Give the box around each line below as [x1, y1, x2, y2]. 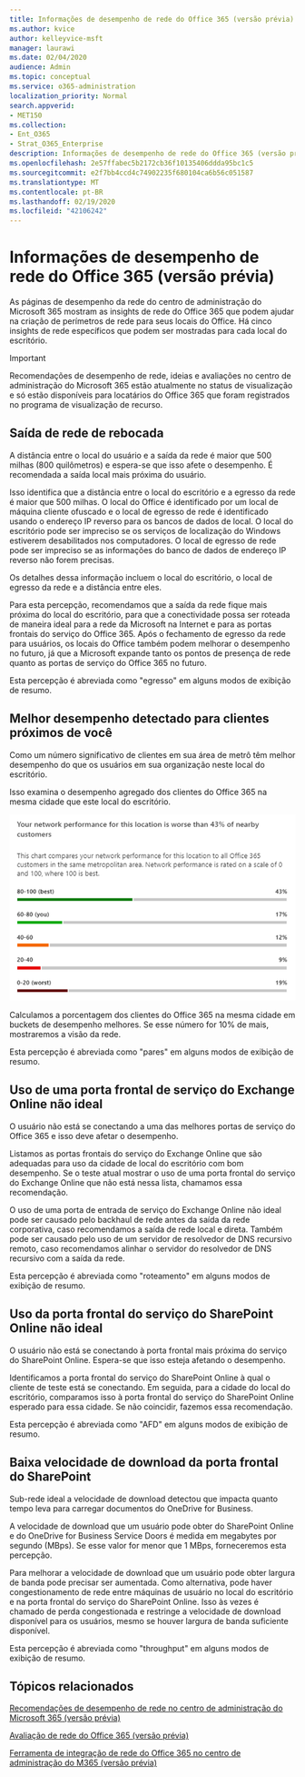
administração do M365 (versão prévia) [9, 1757, 157, 1769]
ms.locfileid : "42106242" [9, 207, 107, 216]
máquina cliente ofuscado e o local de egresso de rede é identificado [9, 506, 270, 517]
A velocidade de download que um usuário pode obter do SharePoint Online [9, 1520, 294, 1531]
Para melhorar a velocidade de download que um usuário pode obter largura [9, 1567, 296, 1578]
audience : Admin [9, 63, 71, 72]
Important [9, 353, 46, 364]
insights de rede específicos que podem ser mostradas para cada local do [9, 326, 288, 337]
